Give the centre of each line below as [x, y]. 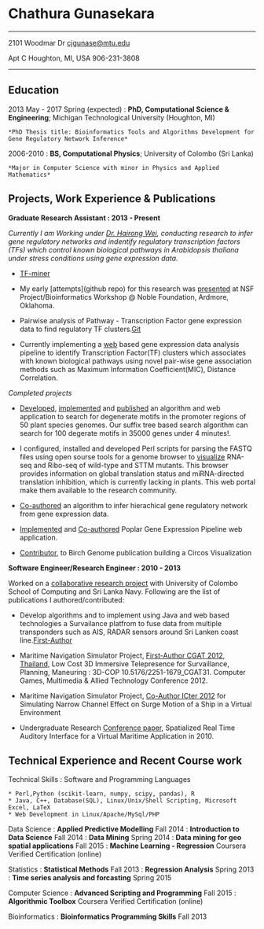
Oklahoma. [37, 305]
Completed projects [40, 393]
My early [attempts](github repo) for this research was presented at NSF [137, 289]
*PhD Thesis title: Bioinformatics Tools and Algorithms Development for [132, 132]
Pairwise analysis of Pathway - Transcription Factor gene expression [130, 320]
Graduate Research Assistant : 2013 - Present [84, 218]
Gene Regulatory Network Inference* [68, 138]
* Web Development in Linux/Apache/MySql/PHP [84, 815]
